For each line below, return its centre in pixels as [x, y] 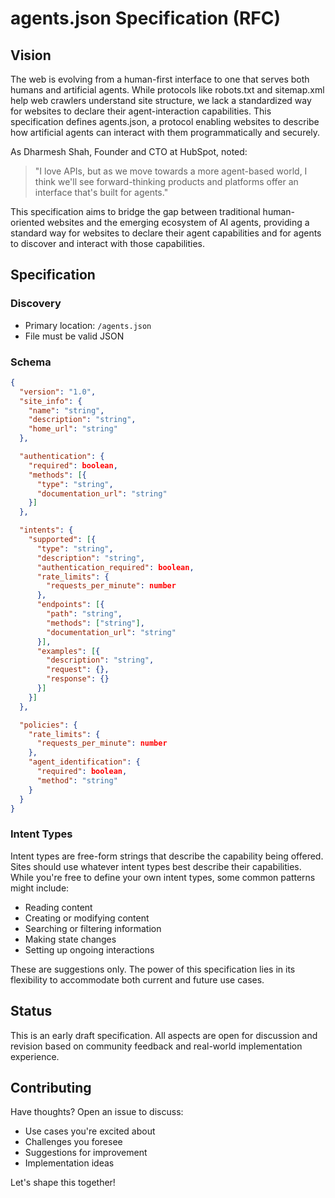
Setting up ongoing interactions [89, 949]
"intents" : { [46, 530]
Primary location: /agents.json [88, 325]
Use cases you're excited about [90, 1131]
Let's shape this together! [63, 1183]
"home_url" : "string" [73, 429]
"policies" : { [48, 725]
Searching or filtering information [93, 928]
